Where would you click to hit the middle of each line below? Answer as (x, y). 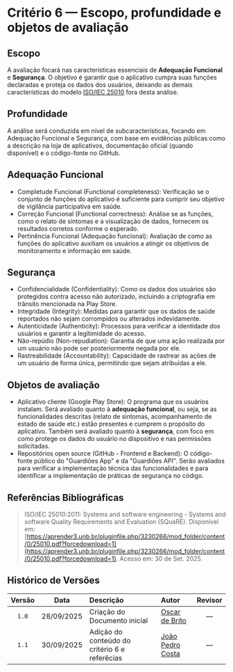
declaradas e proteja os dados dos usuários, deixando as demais (100, 85)
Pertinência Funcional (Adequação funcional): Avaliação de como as (115, 236)
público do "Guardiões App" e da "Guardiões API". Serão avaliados (129, 461)
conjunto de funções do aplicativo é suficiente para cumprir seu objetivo (121, 199)
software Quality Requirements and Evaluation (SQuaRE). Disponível (121, 522)
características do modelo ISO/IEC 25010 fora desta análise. (93, 92)
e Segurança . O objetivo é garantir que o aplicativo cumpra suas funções (112, 77)
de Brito (174, 621)
